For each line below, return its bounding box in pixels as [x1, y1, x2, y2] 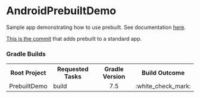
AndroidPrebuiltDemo [6, 4, 117, 18]
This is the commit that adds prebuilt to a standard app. [6, 35, 142, 42]
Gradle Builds [6, 50, 46, 58]
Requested [57, 65, 89, 73]
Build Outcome [142, 69, 185, 77]
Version [102, 73, 126, 81]
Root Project [10, 69, 46, 77]
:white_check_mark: [135, 82, 191, 90]
